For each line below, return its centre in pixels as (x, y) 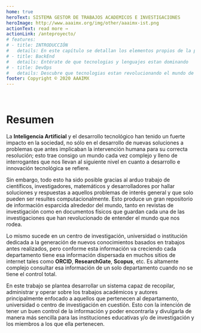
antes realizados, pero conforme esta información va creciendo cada (91, 249)
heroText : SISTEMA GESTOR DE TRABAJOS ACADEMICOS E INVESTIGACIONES (93, 17)
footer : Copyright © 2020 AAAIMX (48, 78)
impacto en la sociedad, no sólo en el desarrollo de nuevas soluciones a (95, 143)
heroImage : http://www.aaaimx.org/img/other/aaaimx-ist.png (83, 23)
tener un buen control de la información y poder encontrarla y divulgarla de (99, 311)
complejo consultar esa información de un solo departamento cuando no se (100, 268)
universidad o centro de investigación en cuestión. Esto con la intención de (99, 305)
